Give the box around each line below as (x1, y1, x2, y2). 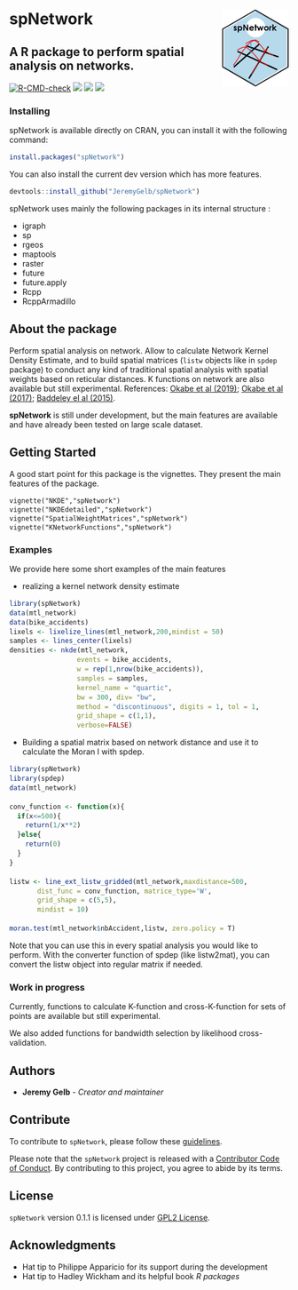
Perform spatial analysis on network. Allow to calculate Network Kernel (9, 345, 269, 355)
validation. (9, 1038, 47, 1048)
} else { (17, 831, 42, 840)
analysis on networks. (9, 58, 135, 73)
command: (9, 134, 49, 146)
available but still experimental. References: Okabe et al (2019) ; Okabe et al (9, 383, 284, 394)
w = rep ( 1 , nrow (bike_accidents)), (76, 665, 204, 674)
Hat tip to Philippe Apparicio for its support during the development (21, 1262, 268, 1272)
